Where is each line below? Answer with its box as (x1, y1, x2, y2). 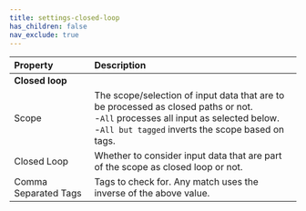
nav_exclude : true (9, 30, 79, 39)
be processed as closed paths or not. (94, 101, 253, 114)
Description (94, 59, 147, 72)
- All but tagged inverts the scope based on (94, 124, 285, 136)
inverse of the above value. (94, 187, 210, 200)
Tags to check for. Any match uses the (94, 176, 259, 188)
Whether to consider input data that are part (94, 149, 282, 162)
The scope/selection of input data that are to (94, 89, 285, 102)
